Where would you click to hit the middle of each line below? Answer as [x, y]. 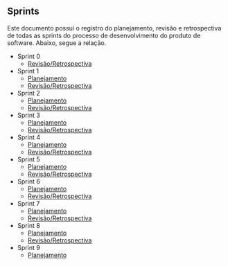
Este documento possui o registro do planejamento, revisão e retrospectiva [114, 28]
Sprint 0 [28, 56]
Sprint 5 [28, 159]
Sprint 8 [28, 225]
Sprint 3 [28, 115]
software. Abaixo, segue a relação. [57, 43]
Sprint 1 [28, 71]
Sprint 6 [28, 181]
